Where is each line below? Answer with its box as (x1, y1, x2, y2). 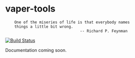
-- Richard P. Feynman (80, 28, 128, 33)
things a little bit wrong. (14, 24, 73, 29)
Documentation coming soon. (5, 47, 67, 53)
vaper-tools (5, 3, 56, 15)
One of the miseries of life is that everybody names (14, 20, 130, 25)
